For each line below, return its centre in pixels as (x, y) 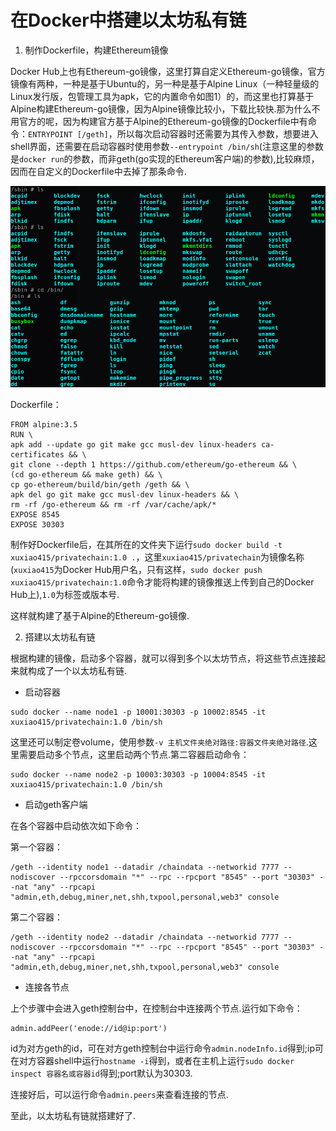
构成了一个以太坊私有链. (77, 670)
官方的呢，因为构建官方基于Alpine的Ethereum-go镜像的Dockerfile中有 (163, 121)
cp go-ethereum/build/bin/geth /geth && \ (100, 484)
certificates (37, 454)
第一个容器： (36, 847)
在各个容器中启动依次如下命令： (76, 825)
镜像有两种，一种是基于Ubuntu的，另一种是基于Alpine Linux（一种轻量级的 (165, 83)
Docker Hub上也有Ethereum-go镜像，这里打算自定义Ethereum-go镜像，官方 (168, 71)
